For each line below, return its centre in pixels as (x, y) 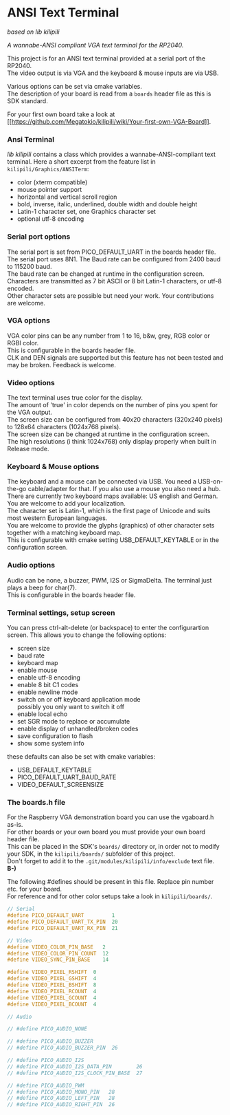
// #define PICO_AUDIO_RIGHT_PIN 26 (61, 1105)
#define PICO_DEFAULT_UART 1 (61, 916)
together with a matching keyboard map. (65, 533)
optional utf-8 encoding (50, 219)
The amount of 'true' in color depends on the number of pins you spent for (113, 405)
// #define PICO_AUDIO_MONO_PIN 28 (61, 1092)
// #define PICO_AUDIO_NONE (47, 1029)
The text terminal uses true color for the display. (75, 398)
